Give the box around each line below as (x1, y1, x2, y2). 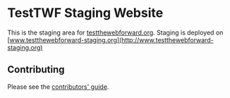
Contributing (7, 63, 65, 75)
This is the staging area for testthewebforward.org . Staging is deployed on (7, 28, 224, 37)
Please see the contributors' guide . (7, 82, 109, 91)
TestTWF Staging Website (7, 5, 164, 21)
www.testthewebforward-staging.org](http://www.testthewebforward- (9, 35, 214, 44)
